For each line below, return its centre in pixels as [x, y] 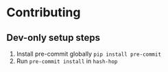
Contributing [44, 13]
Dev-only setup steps [53, 38]
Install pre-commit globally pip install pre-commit [89, 54]
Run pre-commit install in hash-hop [67, 61]
